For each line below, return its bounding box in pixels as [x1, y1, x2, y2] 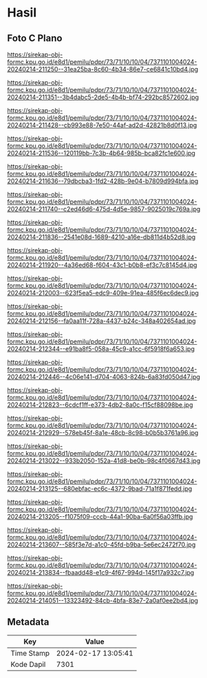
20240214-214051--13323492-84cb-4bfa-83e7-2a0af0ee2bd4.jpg [7, 597, 198, 604]
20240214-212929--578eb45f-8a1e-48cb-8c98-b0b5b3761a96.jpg [7, 429, 199, 436]
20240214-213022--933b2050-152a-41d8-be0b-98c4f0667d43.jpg [7, 456, 201, 465]
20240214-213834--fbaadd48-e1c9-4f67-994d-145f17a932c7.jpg [7, 569, 195, 576]
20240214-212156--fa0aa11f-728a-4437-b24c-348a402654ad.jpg [7, 317, 196, 325]
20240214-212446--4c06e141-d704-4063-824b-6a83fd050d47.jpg [7, 373, 201, 381]
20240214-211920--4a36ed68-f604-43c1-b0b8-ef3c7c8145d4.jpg [7, 261, 197, 269]
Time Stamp [10, 648, 50, 658]
